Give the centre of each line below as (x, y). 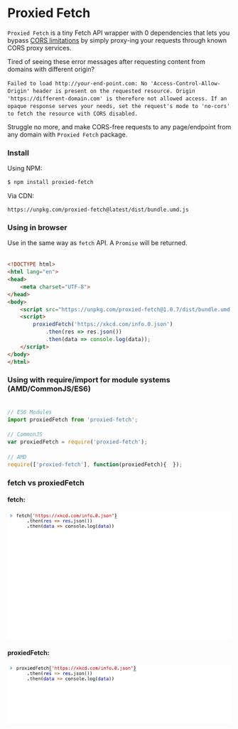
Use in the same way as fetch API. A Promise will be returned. (97, 243)
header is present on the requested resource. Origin (114, 91)
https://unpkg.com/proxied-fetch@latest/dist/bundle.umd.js (98, 210)
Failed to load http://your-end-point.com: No (77, 83)
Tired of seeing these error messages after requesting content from (107, 61)
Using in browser (37, 227)
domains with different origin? (51, 69)
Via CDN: (21, 196)
